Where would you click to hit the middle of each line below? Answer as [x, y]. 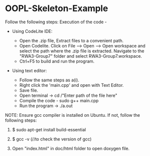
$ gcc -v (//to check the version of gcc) [52, 139]
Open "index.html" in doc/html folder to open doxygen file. [71, 148]
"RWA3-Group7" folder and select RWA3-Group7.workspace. [81, 56]
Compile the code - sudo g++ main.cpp [59, 100]
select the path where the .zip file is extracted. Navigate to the [82, 51]
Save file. [29, 90]
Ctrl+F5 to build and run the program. [57, 61]
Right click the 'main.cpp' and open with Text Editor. [72, 85]
